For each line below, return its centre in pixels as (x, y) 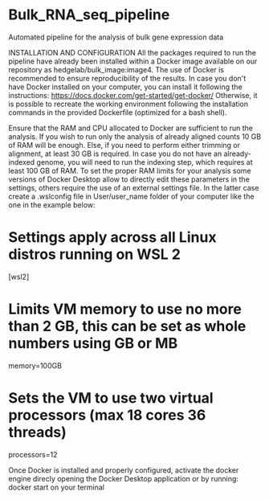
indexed (22, 162)
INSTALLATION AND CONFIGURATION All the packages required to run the (132, 52)
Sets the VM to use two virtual (111, 398)
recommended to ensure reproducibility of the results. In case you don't (127, 78)
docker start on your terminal (56, 487)
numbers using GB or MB (93, 344)
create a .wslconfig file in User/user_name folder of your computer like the (131, 196)
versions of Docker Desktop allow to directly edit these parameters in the (129, 179)
